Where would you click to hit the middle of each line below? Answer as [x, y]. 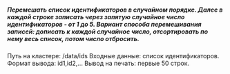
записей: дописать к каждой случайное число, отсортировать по [108, 32]
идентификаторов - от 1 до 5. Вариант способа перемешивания [104, 24]
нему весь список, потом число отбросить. [73, 38]
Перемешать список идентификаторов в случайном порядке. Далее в [115, 10]
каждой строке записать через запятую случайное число [96, 16]
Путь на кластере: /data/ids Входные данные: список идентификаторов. [113, 56]
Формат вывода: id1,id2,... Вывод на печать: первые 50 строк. [98, 63]
